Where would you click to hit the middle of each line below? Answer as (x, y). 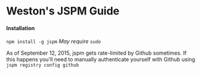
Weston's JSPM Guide (63, 11)
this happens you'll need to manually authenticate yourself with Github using (101, 60)
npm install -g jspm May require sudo (53, 42)
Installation (20, 28)
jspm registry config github (43, 65)
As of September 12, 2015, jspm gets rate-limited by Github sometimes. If (97, 53)
